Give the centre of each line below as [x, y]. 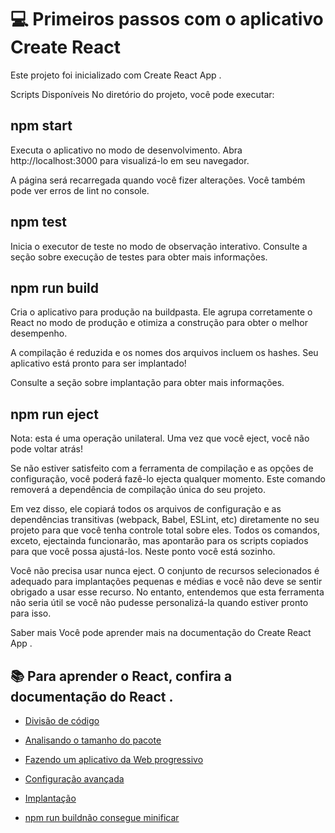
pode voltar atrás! [46, 449]
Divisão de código [62, 720]
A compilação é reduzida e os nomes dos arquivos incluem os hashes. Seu [164, 353]
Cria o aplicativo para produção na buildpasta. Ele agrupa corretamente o [161, 312]
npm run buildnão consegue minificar [102, 817]
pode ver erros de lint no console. [80, 190]
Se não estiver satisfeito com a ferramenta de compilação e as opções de [162, 468]
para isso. [31, 613]
